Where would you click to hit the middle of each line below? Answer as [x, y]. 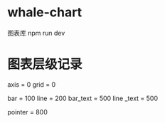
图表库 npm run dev [36, 33]
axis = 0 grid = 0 [32, 84]
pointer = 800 [27, 112]
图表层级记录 [45, 64]
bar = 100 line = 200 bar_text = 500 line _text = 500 [83, 98]
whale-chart [45, 12]
